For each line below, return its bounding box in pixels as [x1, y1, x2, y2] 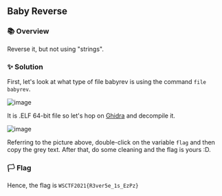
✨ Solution [7, 62, 43, 72]
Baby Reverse [7, 6, 67, 17]
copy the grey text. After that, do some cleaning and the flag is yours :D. [7, 145, 211, 153]
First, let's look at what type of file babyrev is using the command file [7, 77, 206, 85]
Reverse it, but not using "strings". [7, 45, 104, 53]
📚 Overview [7, 27, 49, 36]
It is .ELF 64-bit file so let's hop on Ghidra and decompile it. [7, 111, 175, 120]
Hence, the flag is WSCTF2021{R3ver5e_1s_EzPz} [7, 182, 139, 190]
